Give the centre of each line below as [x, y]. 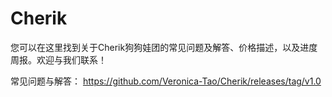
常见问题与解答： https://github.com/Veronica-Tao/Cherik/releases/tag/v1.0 [166, 81]
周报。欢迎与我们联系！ [58, 59]
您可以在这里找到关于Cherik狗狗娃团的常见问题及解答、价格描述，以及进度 [164, 47]
